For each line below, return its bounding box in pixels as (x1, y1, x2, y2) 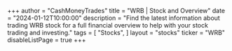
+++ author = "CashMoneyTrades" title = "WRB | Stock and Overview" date (7, 7, 226, 14)
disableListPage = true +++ (7, 36, 86, 44)
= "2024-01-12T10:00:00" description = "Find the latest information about (7, 14, 221, 22)
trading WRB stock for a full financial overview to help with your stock (7, 21, 209, 29)
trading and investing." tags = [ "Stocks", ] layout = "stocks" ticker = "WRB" (7, 28, 226, 37)
